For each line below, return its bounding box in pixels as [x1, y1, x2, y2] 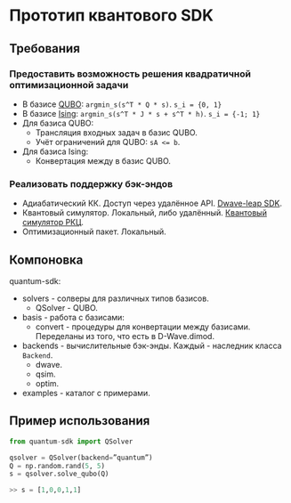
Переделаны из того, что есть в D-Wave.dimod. [35, 330, 215, 341]
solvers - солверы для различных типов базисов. [21, 293, 209, 304]
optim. [35, 377, 60, 388]
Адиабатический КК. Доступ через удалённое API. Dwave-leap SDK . [21, 198, 283, 209]
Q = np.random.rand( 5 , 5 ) [9, 461, 105, 470]
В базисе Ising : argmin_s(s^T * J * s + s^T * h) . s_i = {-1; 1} [21, 108, 261, 118]
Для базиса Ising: [21, 146, 89, 157]
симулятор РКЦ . [21, 217, 85, 228]
